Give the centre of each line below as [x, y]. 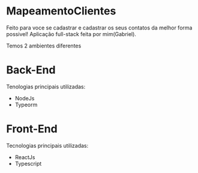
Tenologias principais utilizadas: [46, 86]
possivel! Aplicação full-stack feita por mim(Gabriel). [71, 34]
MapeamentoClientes [61, 11]
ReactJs [25, 157]
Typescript [28, 163]
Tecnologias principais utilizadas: [47, 145]
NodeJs [25, 98]
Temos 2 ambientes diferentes [44, 46]
